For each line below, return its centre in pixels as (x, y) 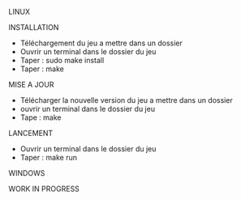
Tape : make (41, 117)
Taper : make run (48, 157)
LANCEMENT (31, 133)
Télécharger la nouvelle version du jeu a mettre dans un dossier (126, 100)
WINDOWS (27, 173)
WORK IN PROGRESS (44, 189)
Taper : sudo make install (62, 60)
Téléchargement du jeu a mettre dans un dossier (101, 43)
